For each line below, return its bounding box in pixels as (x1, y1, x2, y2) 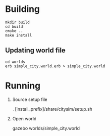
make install (5, 33, 32, 38)
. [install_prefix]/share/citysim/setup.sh (12, 106, 93, 112)
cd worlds (5, 59, 26, 64)
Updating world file (5, 46, 66, 55)
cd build (5, 24, 23, 29)
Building (5, 3, 40, 15)
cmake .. (5, 28, 23, 33)
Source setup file (12, 96, 48, 102)
